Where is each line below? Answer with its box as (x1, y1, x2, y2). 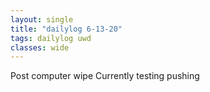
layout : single (10, 14, 74, 25)
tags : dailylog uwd (10, 33, 92, 43)
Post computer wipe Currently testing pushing (10, 70, 200, 82)
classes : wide (10, 42, 70, 53)
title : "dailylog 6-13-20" (10, 24, 123, 34)
